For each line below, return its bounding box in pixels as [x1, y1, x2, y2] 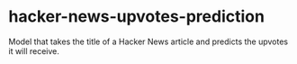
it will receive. [8, 45, 60, 56]
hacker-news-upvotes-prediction [8, 6, 265, 27]
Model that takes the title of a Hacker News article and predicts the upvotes [8, 36, 289, 47]
